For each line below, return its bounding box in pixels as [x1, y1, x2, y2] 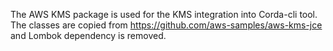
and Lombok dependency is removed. [10, 30, 167, 41]
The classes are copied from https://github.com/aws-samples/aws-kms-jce [10, 19, 323, 31]
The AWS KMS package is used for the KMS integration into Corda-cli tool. [10, 9, 318, 20]
